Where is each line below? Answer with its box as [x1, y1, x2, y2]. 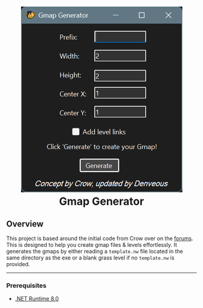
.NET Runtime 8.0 [14, 295, 59, 303]
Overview [6, 218, 44, 229]
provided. [6, 261, 30, 267]
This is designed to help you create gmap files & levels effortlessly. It [6, 241, 177, 248]
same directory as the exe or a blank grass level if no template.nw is [6, 254, 175, 261]
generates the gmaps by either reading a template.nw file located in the [6, 248, 183, 255]
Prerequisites [6, 281, 47, 290]
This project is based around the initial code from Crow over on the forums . [6, 235, 193, 242]
